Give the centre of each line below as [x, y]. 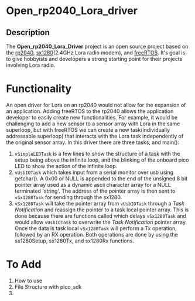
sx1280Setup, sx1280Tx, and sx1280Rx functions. [74, 241]
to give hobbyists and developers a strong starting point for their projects [94, 59]
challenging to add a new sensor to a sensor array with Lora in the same [93, 124]
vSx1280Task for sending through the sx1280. [68, 197]
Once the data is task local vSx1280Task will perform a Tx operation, [95, 228]
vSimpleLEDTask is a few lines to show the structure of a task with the [97, 153]
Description [28, 33]
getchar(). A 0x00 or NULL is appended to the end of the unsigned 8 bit [101, 178]
